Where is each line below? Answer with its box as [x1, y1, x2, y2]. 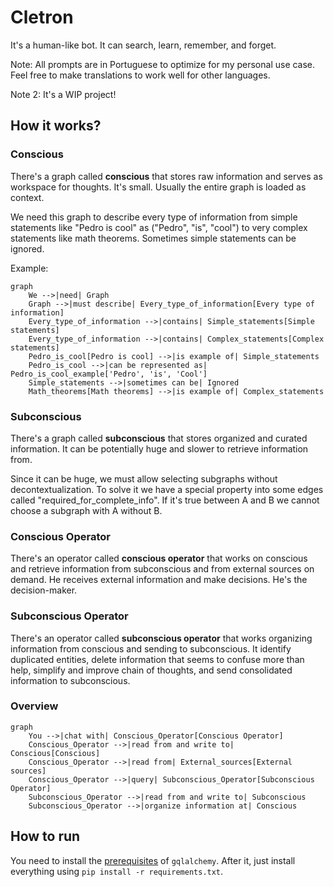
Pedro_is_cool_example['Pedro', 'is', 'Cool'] [10, 369, 208, 379]
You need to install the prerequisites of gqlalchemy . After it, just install [10, 854, 296, 866]
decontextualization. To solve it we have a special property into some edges [10, 483, 324, 495]
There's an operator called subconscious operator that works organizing [10, 632, 313, 644]
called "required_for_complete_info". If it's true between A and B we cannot [10, 494, 320, 506]
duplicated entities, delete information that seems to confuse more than [10, 653, 305, 665]
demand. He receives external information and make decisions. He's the [10, 574, 308, 586]
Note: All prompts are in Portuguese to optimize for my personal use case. [10, 58, 316, 70]
